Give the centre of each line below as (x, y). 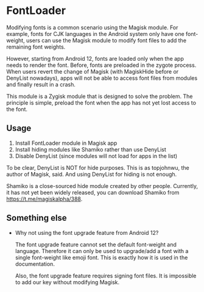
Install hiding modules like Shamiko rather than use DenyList (90, 149)
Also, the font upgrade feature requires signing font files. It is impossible (106, 276)
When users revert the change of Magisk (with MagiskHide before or (93, 71)
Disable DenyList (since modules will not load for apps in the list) (96, 156)
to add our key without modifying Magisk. (67, 282)
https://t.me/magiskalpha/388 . (44, 199)
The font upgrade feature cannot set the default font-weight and (96, 245)
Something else (37, 218)
